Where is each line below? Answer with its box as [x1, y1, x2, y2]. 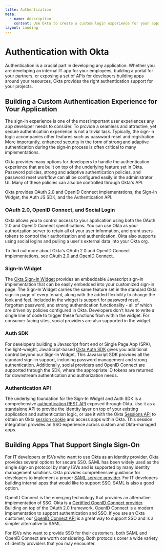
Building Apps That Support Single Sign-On [5, 441, 140, 449]
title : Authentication [5, 7, 51, 12]
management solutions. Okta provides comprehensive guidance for [5, 469, 141, 475]
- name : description [9, 16, 51, 21]
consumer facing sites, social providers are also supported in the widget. [5, 318, 152, 324]
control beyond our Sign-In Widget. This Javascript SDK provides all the [5, 352, 150, 357]
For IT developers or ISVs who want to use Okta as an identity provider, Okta [5, 454, 159, 460]
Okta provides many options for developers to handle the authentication [5, 158, 150, 164]
